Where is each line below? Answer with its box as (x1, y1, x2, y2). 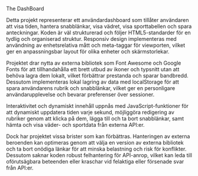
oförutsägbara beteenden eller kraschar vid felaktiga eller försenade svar (6, 158, 184, 165)
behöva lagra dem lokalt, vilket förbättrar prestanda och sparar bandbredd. (6, 72, 189, 79)
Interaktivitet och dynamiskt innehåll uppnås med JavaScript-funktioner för (6, 103, 189, 109)
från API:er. (6, 164, 34, 171)
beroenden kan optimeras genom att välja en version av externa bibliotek (6, 139, 184, 146)
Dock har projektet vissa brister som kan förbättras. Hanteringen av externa (6, 133, 190, 140)
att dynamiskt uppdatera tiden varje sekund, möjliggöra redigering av (6, 109, 174, 116)
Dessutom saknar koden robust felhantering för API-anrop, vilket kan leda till (6, 152, 192, 159)
